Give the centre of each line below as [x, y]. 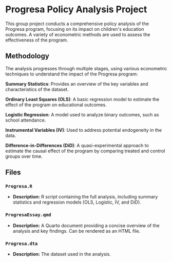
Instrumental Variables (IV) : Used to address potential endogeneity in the [84, 130]
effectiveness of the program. [37, 40]
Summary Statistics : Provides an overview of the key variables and [77, 84]
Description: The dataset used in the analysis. [62, 254]
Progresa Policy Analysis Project [76, 9]
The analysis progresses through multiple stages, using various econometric [86, 68]
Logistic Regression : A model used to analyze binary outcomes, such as [82, 114]
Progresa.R [19, 186]
